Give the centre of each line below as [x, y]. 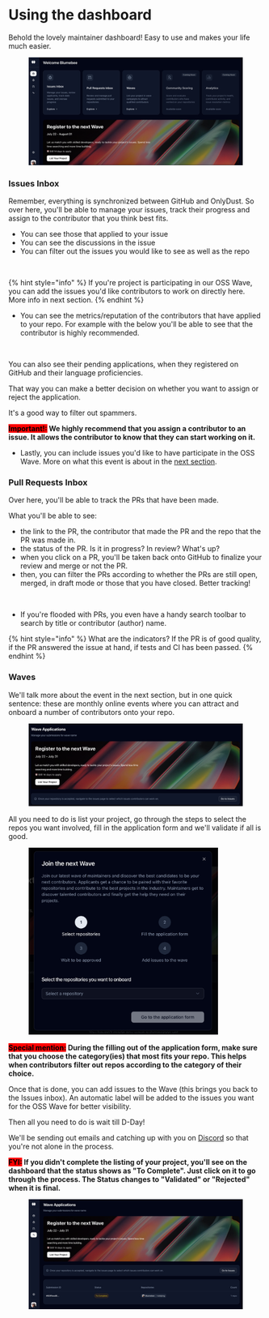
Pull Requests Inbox [48, 482]
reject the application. [44, 397]
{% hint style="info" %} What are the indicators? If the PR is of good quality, [135, 639]
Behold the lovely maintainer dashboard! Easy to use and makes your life [129, 37]
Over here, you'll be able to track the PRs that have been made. [114, 500]
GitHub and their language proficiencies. [76, 373]
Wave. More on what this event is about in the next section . [118, 462]
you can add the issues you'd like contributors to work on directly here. [127, 291]
